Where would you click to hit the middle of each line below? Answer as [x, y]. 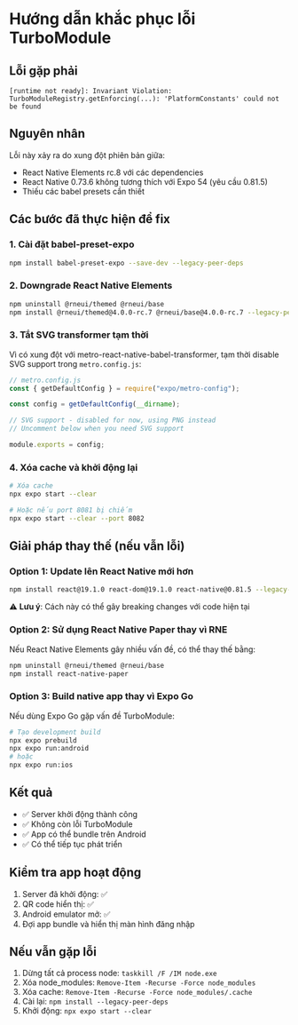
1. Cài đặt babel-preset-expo [72, 244]
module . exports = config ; [57, 445]
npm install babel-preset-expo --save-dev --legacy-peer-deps [126, 263]
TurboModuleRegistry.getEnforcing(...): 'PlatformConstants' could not [144, 99]
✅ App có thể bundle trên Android [84, 834]
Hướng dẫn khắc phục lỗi [102, 19]
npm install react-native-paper [69, 674]
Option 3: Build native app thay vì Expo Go [101, 696]
